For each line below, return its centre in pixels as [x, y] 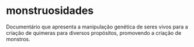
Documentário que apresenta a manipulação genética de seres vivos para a [97, 27]
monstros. [18, 39]
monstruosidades [50, 11]
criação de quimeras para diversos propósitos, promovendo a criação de [94, 32]
